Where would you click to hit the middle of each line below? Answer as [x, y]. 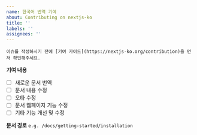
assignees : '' [24, 34]
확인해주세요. [27, 58]
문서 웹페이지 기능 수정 [41, 105]
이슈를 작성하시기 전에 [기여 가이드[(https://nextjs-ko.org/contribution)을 [95, 52]
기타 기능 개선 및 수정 [40, 113]
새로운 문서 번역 [33, 83]
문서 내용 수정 [31, 90]
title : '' [19, 23]
